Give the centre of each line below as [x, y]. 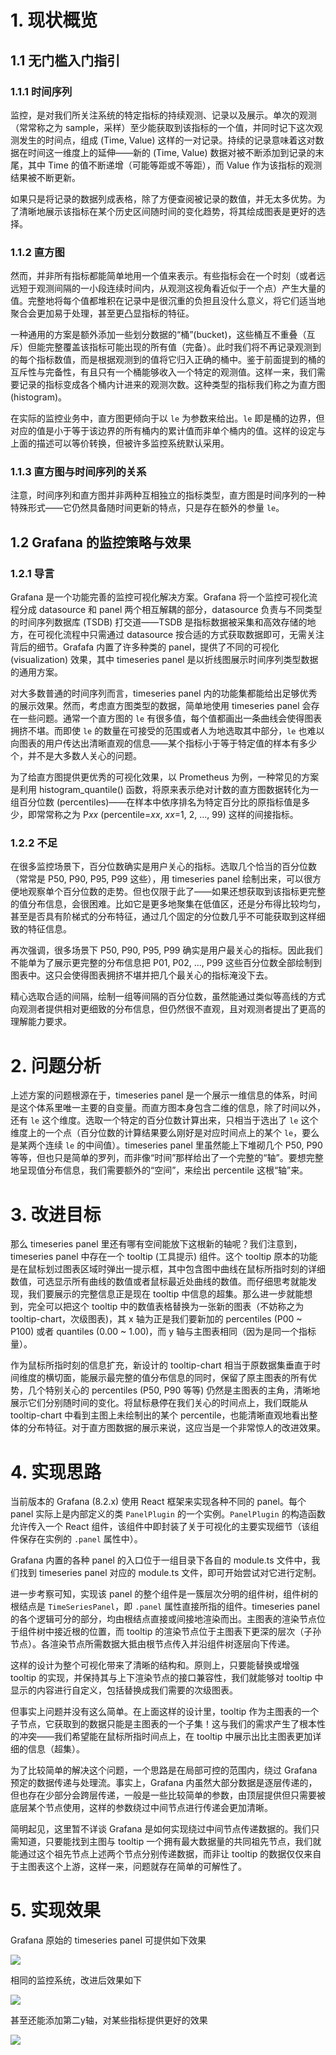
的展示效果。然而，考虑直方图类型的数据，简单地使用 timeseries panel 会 [161, 706]
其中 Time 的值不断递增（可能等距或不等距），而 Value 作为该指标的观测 [175, 165]
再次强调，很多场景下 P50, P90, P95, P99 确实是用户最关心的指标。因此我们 [166, 950]
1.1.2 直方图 [37, 252]
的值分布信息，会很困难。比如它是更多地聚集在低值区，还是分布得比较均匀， [168, 904]
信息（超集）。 [56, 1749]
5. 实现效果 [55, 1910]
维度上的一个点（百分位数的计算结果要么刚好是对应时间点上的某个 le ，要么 [165, 1133]
